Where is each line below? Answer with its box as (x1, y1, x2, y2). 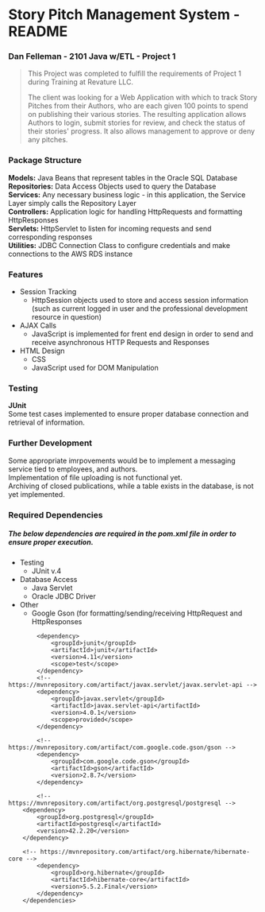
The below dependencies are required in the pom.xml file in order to (8, 529, 236, 538)
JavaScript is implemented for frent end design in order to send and (31, 329, 254, 339)
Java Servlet (31, 583, 73, 592)
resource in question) (31, 312, 102, 322)
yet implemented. (8, 489, 65, 499)
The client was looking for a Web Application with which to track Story (27, 93, 258, 103)
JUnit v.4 (31, 566, 62, 576)
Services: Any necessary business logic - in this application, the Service (8, 189, 246, 200)
